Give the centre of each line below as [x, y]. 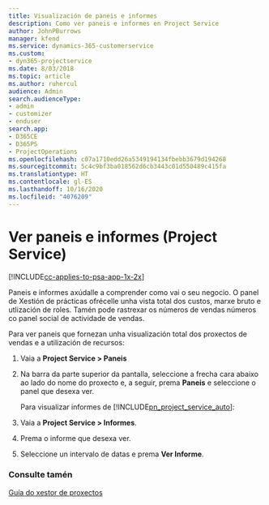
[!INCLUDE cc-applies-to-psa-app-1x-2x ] [77, 276]
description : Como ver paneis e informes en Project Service [114, 24]
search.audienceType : [45, 99]
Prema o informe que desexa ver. [75, 438]
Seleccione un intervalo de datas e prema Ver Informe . [112, 454]
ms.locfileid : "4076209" [50, 197]
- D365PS [23, 144]
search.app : [28, 129]
